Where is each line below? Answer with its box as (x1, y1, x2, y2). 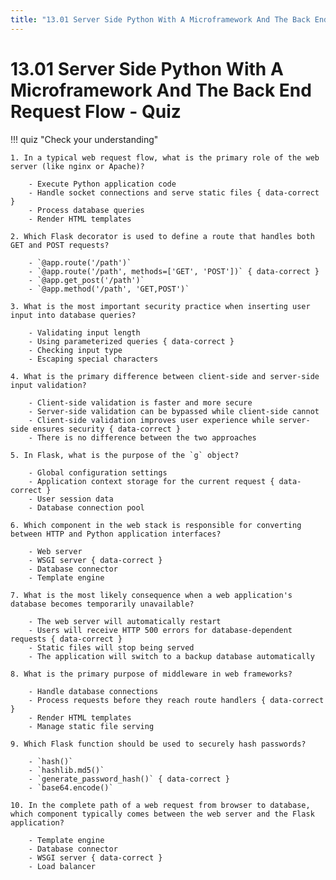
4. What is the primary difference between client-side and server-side (10, 371, 320, 381)
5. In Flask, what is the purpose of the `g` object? (10, 450, 240, 460)
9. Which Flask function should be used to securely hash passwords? (10, 739, 307, 749)
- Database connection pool (28, 502, 145, 513)
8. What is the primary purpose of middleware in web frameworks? (10, 669, 293, 679)
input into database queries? (10, 310, 137, 320)
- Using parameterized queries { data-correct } (28, 336, 235, 346)
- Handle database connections (28, 686, 159, 696)
